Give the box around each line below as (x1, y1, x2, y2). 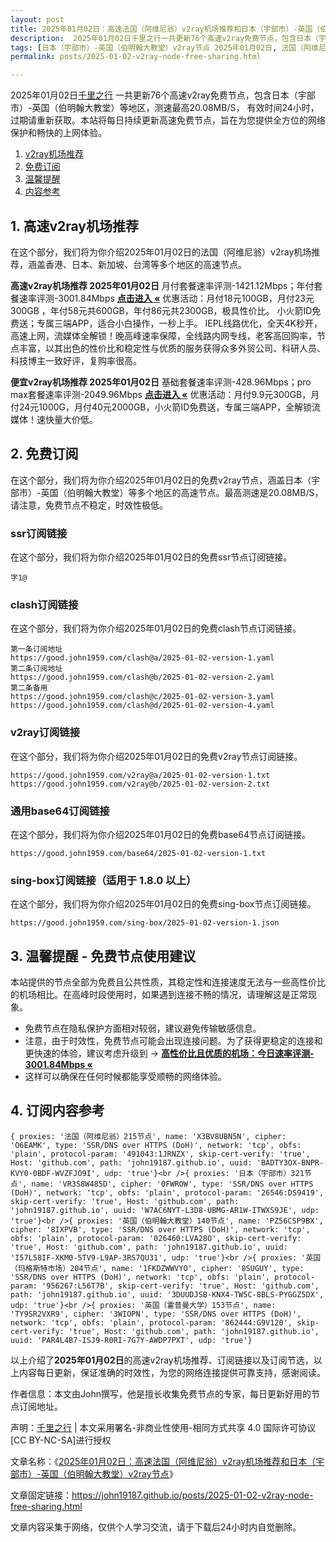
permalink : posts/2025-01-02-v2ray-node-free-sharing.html (10, 52, 262, 62)
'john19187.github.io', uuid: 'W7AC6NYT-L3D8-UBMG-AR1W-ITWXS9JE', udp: (10, 1205, 320, 1215)
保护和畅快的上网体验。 (10, 127, 107, 139)
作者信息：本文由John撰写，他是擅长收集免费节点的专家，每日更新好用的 (10, 1387, 312, 1400)
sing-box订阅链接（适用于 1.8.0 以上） (10, 873, 197, 887)
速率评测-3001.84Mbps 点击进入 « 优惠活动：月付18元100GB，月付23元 (18, 292, 315, 304)
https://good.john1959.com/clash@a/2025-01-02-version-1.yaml (10, 653, 275, 663)
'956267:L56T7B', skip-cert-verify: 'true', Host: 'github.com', (41, 1281, 320, 1291)
